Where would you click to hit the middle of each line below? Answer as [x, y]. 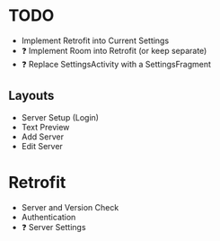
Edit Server [42, 146]
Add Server [43, 137]
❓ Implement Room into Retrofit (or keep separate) [114, 50]
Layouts [31, 96]
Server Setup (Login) [60, 117]
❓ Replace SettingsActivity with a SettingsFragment [116, 64]
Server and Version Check [70, 207]
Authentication [48, 217]
